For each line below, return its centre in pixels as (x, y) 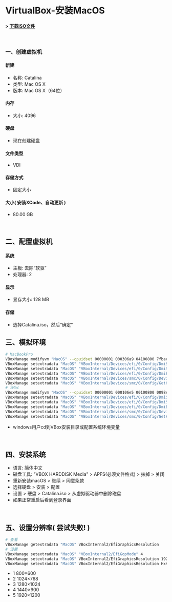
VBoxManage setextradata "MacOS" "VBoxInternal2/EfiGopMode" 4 (74, 554)
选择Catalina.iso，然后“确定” (43, 324)
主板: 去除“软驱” (30, 268)
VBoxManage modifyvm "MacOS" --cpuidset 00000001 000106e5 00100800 (80, 393)
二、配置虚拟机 (29, 241)
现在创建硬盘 (26, 140)
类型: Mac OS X (29, 84)
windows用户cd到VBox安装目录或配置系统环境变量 (66, 427)
